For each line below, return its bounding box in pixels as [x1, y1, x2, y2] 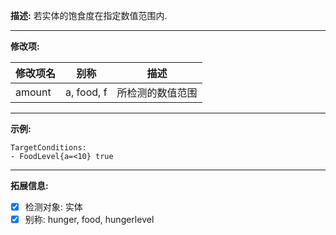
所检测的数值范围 [116, 86, 198, 99]
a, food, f [65, 85, 108, 99]
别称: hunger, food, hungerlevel [24, 214, 155, 226]
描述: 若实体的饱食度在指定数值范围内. [10, 10, 168, 21]
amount [15, 85, 52, 99]
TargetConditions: [10, 143, 87, 153]
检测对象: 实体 [24, 201, 83, 213]
